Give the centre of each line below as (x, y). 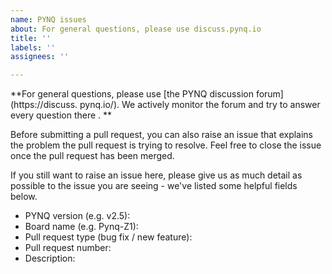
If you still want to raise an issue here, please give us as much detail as (156, 175)
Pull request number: (68, 248)
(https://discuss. (44, 105)
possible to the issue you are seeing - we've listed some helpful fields (154, 186)
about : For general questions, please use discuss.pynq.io (136, 29)
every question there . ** (61, 115)
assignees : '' (40, 57)
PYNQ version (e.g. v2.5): (77, 216)
